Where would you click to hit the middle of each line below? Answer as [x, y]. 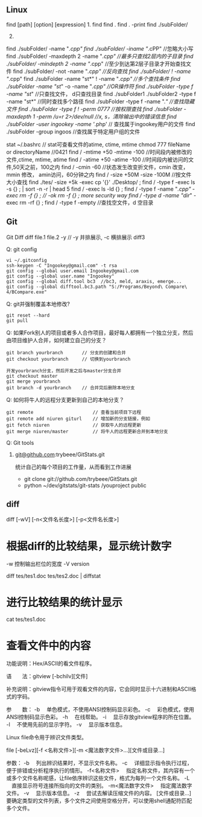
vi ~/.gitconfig [27, 260]
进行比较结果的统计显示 [65, 602]
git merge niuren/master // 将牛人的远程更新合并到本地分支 [87, 431]
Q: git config [22, 249]
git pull [17, 320]
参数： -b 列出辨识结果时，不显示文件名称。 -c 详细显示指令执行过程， [99, 763]
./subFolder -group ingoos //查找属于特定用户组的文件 [73, 132]
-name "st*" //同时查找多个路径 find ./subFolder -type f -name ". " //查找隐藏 [100, 101]
